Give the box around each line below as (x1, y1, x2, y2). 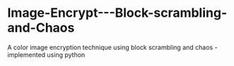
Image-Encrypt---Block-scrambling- (7, 5, 228, 21)
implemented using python (7, 51, 86, 59)
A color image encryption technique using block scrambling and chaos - (7, 43, 218, 51)
